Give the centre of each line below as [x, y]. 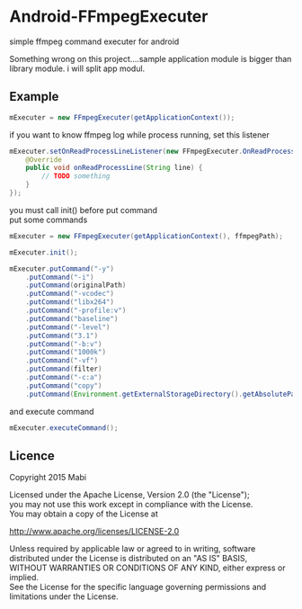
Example [34, 97]
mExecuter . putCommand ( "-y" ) [62, 269]
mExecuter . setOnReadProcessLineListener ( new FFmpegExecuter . [126, 151]
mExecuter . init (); [44, 252]
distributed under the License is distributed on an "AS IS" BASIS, [129, 559]
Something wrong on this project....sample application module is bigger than [151, 58]
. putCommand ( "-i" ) [60, 277]
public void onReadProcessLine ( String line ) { [114, 168]
